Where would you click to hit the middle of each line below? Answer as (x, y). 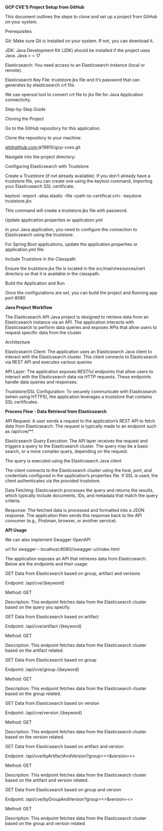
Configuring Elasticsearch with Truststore (47, 166)
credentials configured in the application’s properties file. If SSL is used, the (81, 475)
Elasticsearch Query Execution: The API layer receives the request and (77, 441)
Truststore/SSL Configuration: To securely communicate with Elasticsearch (81, 391)
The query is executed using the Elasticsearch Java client (63, 461)
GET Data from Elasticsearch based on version (52, 703)
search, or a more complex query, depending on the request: (67, 451)
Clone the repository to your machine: (43, 138)
